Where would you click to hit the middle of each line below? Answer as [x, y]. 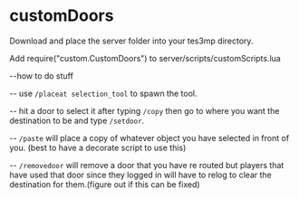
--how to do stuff [42, 76]
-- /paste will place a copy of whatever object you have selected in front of [149, 137]
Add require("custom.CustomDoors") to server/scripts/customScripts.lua [145, 58]
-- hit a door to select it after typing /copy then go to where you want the [145, 110]
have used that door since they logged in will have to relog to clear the [140, 175]
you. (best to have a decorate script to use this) [98, 147]
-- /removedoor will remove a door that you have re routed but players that [147, 165]
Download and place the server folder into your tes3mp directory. [131, 41]
